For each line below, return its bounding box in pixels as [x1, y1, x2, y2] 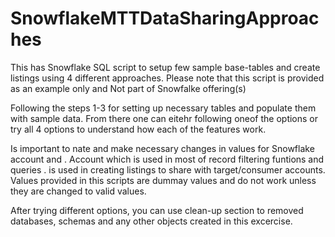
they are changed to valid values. [10, 185, 147, 197]
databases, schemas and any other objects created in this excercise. [10, 215, 293, 227]
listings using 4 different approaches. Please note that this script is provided [10, 72, 325, 84]
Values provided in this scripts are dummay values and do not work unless [10, 174, 317, 186]
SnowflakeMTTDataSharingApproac [10, 7, 320, 30]
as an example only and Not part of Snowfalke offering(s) [10, 82, 247, 94]
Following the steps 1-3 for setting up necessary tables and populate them [10, 102, 317, 114]
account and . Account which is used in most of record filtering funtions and [10, 153, 325, 165]
